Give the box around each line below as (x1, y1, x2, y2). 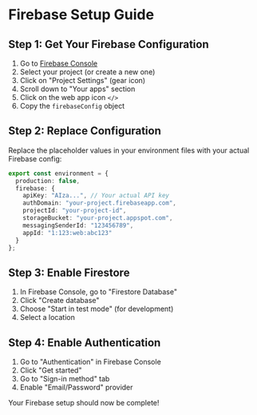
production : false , (15, 177, 81, 185)
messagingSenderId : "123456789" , (22, 221, 134, 229)
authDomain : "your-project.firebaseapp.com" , (22, 199, 177, 207)
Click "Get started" (19, 365, 82, 375)
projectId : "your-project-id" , (22, 206, 127, 215)
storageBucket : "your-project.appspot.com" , (22, 214, 173, 222)
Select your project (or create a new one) (19, 67, 156, 77)
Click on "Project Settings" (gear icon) (19, 76, 146, 85)
